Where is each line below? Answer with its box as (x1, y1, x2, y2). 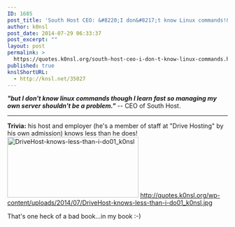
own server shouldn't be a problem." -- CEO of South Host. (7, 102, 181, 110)
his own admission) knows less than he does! (7, 129, 138, 138)
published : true (7, 62, 55, 69)
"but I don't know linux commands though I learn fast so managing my (7, 94, 217, 103)
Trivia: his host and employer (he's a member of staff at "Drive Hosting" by (7, 122, 224, 130)
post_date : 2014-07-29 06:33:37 (7, 29, 101, 37)
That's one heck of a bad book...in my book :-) (7, 212, 141, 221)
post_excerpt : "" (7, 36, 58, 43)
